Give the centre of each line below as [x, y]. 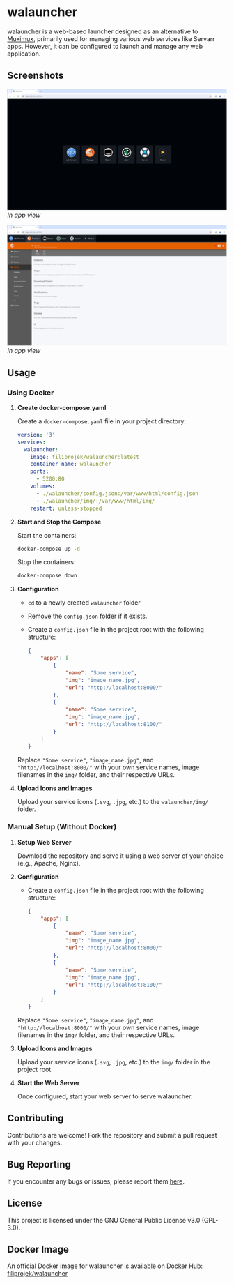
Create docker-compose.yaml [62, 407]
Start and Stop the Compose [59, 522]
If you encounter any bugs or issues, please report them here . [96, 1181]
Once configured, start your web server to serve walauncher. [105, 1096]
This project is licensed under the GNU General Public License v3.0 [104, 1220]
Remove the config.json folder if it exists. [87, 616]
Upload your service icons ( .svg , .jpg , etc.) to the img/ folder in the [114, 1062]
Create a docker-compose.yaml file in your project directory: [102, 421]
